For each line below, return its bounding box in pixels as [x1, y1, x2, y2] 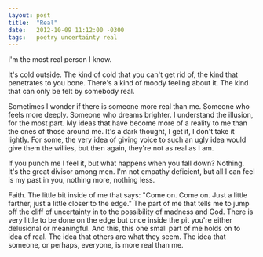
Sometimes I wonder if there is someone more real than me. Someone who [8, 102, 250, 111]
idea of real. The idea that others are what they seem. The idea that [8, 232, 226, 241]
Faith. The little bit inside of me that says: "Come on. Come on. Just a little [8, 190, 248, 200]
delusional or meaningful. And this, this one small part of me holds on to [8, 224, 241, 233]
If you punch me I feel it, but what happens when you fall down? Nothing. [8, 158, 245, 168]
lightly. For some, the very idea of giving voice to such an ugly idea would [8, 135, 247, 145]
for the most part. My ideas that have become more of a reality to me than [8, 118, 247, 128]
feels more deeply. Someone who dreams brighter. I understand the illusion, [8, 110, 254, 120]
